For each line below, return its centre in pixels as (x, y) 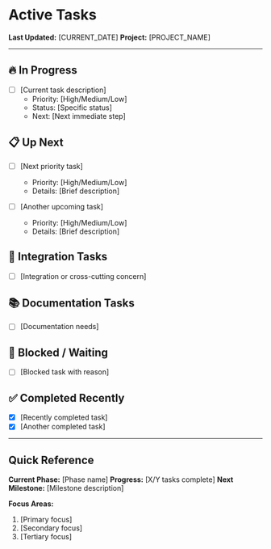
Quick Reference (51, 460)
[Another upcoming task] (61, 206)
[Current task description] (63, 90)
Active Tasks (52, 15)
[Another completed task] (63, 427)
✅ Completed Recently (67, 398)
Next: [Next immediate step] (79, 116)
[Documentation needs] (59, 327)
